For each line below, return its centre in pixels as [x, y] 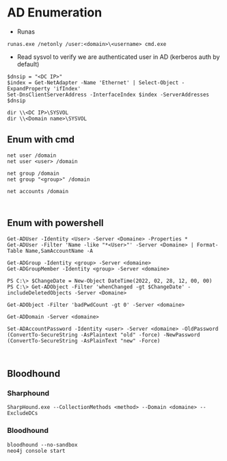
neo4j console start [37, 451]
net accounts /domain [38, 191]
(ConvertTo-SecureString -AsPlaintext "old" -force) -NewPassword [104, 335]
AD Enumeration [55, 13]
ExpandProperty [29, 88]
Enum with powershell [55, 223]
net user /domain [32, 155]
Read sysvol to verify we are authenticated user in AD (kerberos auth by [118, 57]
